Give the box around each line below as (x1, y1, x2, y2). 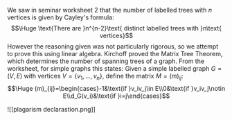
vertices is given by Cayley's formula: (7, 13, 114, 22)
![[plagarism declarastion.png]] (7, 105, 96, 113)
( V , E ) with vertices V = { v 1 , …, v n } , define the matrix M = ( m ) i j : (7, 72, 184, 82)
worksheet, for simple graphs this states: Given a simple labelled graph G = (7, 65, 222, 72)
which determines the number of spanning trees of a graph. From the (7, 57, 205, 65)
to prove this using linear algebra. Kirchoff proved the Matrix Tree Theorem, (7, 50, 223, 58)
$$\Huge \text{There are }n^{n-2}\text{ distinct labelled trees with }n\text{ (10, 24, 222, 32)
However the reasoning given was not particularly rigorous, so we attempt (7, 42, 219, 51)
